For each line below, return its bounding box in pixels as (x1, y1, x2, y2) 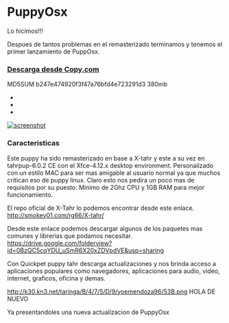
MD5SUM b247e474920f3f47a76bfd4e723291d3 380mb (7, 80, 168, 88)
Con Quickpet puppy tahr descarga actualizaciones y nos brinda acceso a (7, 259, 217, 267)
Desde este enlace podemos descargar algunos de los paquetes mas (7, 224, 203, 232)
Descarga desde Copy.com (7, 64, 99, 74)
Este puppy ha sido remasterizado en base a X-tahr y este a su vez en (7, 154, 205, 162)
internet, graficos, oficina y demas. (7, 274, 106, 282)
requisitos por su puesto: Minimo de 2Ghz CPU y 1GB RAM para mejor (7, 183, 205, 191)
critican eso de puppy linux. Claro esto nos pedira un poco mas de (7, 176, 195, 184)
